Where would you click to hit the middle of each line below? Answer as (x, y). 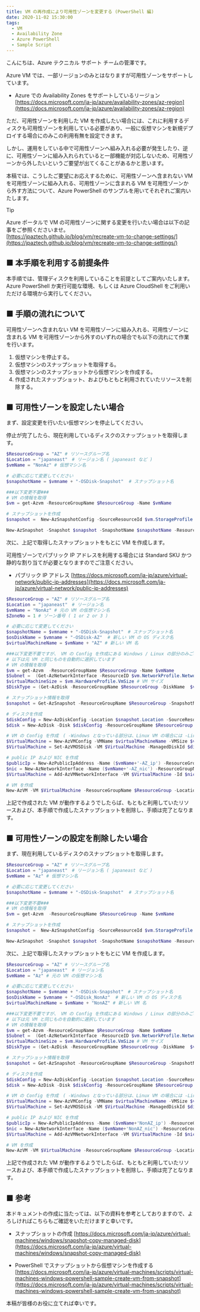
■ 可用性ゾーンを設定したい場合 (65, 407)
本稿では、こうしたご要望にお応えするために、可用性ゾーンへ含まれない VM (100, 176)
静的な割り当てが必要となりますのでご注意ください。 (71, 562)
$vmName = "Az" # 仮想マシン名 (42, 876)
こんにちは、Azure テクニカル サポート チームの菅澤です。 (78, 63)
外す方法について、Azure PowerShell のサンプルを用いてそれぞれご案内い (101, 191)
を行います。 (22, 344)
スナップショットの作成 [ (45, 1234)
